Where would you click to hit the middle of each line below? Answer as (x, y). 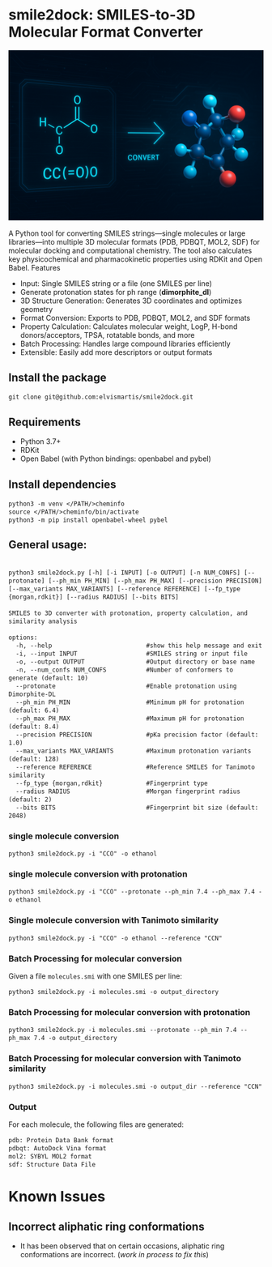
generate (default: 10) (49, 678)
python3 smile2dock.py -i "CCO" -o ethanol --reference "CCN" (115, 938)
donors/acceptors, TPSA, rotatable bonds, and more (107, 335)
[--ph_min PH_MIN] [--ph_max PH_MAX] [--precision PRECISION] (155, 581)
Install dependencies (62, 484)
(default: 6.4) (34, 710)
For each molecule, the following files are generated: (96, 1124)
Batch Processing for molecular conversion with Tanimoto (125, 1059)
